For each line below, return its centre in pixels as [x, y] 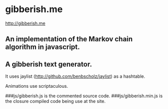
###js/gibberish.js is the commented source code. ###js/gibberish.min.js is [84, 96]
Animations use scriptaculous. [37, 86]
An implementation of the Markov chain [69, 39]
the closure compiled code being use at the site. [55, 101]
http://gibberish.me [25, 23]
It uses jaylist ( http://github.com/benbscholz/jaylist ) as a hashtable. [75, 76]
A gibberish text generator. [49, 64]
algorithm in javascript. [43, 47]
